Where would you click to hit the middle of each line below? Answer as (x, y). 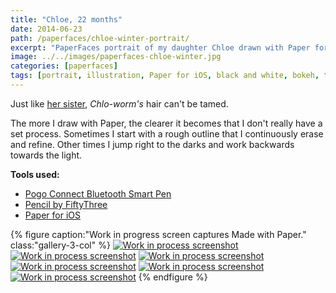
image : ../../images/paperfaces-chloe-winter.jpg (116, 57)
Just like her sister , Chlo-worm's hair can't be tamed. (119, 103)
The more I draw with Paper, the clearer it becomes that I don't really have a (166, 123)
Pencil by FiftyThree (66, 204)
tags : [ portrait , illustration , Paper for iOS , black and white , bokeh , (165, 76)
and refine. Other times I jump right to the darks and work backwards (152, 144)
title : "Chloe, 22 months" (66, 19)
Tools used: (35, 174)
